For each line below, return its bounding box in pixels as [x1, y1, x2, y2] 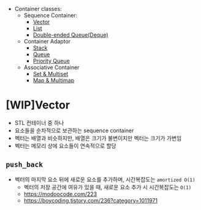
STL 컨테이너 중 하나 [14, 119, 64, 126]
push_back [6, 160, 44, 169]
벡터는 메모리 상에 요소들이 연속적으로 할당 [14, 142, 117, 149]
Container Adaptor [23, 38, 71, 45]
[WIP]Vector [6, 98, 70, 112]
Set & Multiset [32, 70, 69, 77]
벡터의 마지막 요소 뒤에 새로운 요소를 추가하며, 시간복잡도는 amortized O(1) [14, 176, 195, 183]
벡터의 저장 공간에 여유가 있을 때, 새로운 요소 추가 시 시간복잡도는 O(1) [23, 183, 192, 190]
